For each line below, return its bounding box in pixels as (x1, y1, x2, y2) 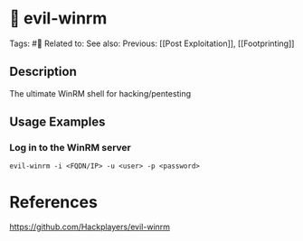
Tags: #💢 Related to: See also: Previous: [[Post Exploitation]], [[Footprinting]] (9, 38, 295, 49)
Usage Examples (9, 115, 106, 130)
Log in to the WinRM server (9, 142, 131, 154)
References (9, 191, 98, 212)
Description (9, 64, 77, 79)
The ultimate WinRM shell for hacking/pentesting (9, 88, 192, 98)
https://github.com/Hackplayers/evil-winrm (9, 221, 170, 233)
